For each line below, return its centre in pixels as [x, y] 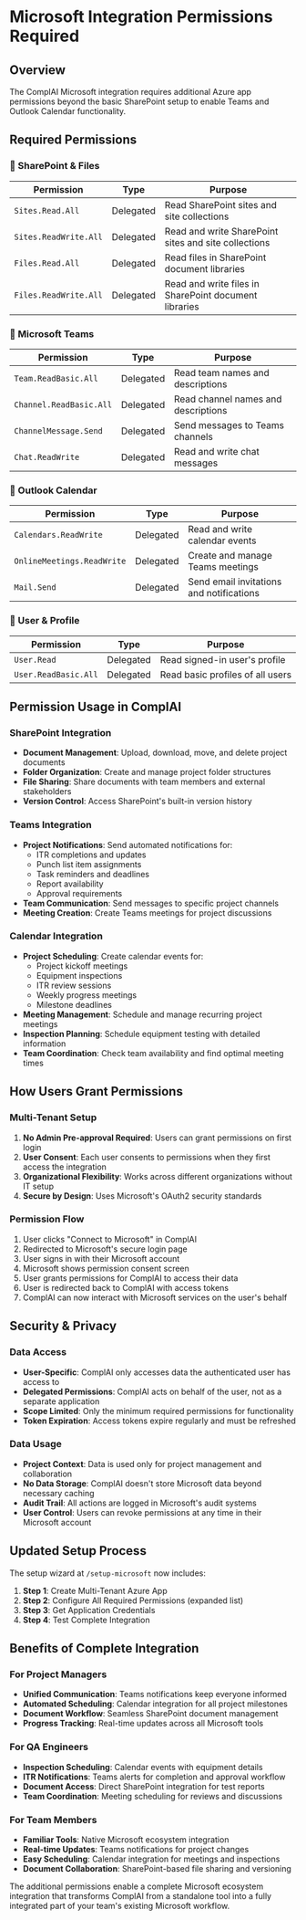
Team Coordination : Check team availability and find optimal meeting [153, 1053]
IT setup [38, 1186]
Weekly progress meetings [87, 995]
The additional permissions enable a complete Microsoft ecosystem [137, 1886]
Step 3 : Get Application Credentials [89, 1610]
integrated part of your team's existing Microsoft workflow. [120, 1905]
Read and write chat [216, 451]
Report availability [70, 884]
